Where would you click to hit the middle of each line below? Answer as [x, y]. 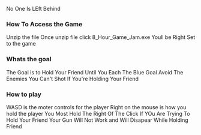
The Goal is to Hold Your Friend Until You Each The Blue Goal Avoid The [95, 72]
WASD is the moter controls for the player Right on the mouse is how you [96, 107]
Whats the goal [29, 59]
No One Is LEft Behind [34, 9]
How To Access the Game [44, 24]
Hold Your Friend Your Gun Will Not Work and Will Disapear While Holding [97, 120]
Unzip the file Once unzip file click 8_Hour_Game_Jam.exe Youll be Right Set [101, 37]
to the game [21, 44]
